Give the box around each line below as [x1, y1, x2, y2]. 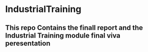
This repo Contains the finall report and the [5, 23, 143, 32]
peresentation [5, 39, 50, 47]
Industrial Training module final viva [5, 31, 121, 39]
